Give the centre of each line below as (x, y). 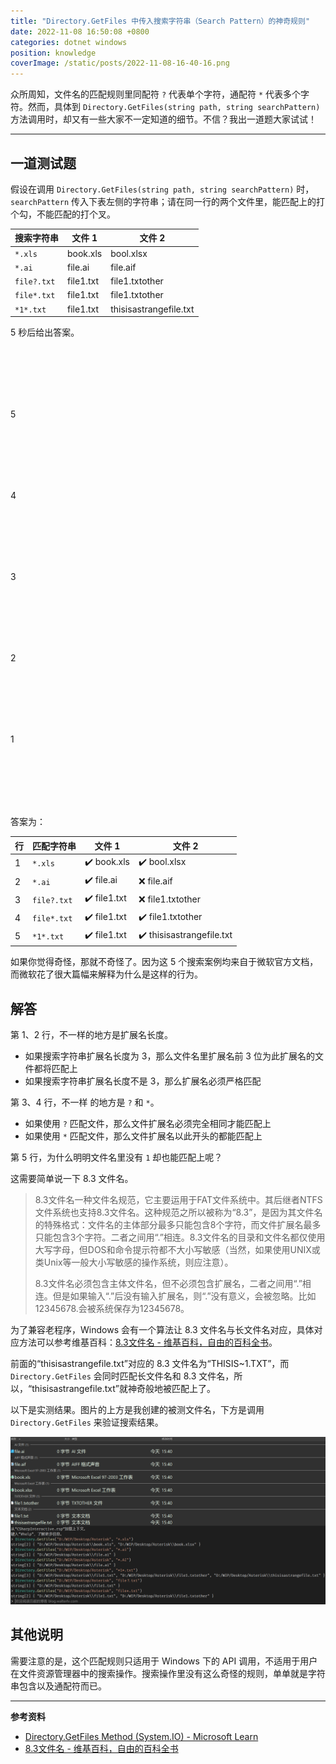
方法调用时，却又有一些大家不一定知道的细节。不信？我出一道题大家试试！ (163, 119)
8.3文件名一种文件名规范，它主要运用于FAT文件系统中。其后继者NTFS (178, 1200)
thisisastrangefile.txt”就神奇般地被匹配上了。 (123, 1389)
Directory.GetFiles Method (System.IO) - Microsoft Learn (141, 1736)
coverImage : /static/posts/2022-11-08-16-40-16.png (120, 63)
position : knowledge (53, 53)
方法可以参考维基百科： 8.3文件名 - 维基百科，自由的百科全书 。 (148, 1342)
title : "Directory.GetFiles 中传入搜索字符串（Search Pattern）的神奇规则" (160, 21)
